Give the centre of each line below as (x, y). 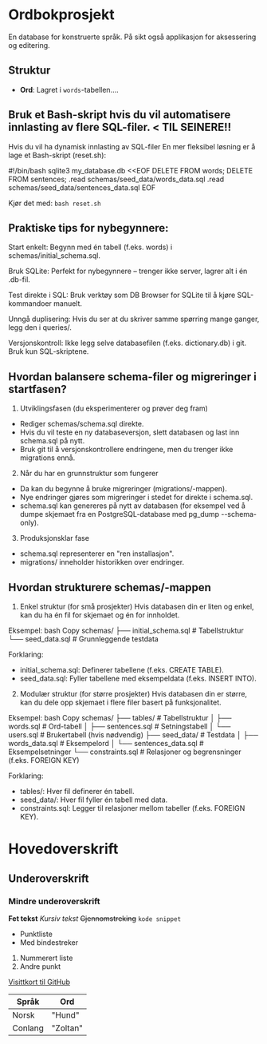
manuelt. (67, 304)
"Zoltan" (67, 1028)
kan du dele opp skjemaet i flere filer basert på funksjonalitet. (120, 702)
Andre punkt (40, 966)
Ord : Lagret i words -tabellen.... (69, 89)
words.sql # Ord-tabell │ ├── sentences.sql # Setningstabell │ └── (120, 726)
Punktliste (36, 934)
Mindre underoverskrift (55, 901)
